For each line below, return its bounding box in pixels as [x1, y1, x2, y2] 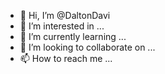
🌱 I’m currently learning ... [19, 31, 127, 42]
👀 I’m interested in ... [19, 20, 105, 32]
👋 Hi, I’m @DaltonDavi [19, 10, 111, 21]
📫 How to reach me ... [19, 53, 113, 64]
